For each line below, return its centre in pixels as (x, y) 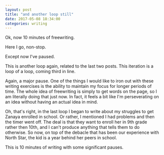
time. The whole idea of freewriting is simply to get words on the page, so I (81, 91)
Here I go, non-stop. (26, 47)
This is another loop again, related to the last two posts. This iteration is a (79, 66)
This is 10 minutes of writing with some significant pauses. (64, 147)
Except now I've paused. (30, 57)
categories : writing (26, 23)
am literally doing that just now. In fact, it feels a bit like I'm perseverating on (82, 97)
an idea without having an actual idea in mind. (52, 102)
